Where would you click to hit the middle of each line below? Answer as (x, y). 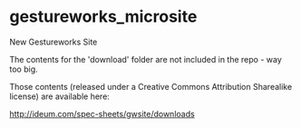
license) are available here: (60, 96)
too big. (24, 69)
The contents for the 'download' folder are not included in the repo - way (146, 59)
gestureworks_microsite (103, 17)
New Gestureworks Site (53, 42)
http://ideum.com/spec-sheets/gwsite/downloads (102, 113)
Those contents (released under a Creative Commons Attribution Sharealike (151, 86)
